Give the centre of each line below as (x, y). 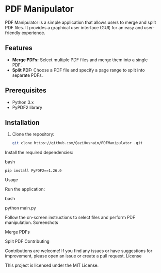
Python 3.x (23, 102)
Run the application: (25, 189)
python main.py (21, 208)
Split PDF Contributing (27, 241)
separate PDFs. (27, 75)
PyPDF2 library (27, 107)
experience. (33, 33)
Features (19, 48)
